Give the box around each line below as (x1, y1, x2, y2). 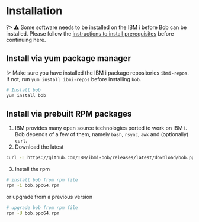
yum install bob (6, 92, 46, 98)
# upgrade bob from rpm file (6, 204, 78, 211)
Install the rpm (14, 166, 50, 173)
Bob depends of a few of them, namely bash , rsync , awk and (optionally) (14, 131, 189, 138)
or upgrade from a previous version (6, 193, 93, 200)
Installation (6, 4, 63, 18)
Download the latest (14, 143, 64, 150)
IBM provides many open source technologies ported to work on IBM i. (14, 124, 188, 131)
